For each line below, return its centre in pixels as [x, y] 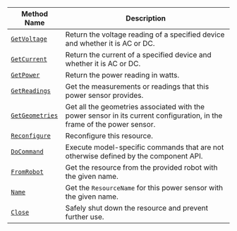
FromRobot [27, 172]
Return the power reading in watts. [122, 75]
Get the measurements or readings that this [137, 86]
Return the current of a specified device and [138, 55]
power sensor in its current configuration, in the [144, 115]
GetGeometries [35, 115]
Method [34, 14]
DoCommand [27, 152]
